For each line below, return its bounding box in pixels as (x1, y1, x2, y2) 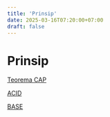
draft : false (7, 23, 45, 30)
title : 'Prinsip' (7, 10, 57, 17)
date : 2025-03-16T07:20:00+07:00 (7, 17, 104, 24)
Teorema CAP (7, 75, 47, 84)
